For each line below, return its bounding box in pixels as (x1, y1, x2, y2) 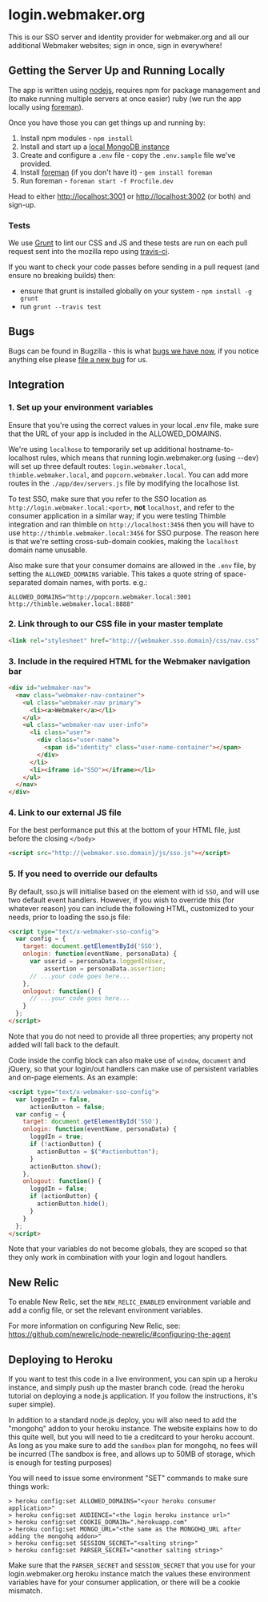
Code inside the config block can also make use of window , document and (8, 1055, 246, 1065)
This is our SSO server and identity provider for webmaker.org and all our (8, 32, 250, 42)
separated (8, 577, 42, 587)
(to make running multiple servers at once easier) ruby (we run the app (8, 94, 242, 103)
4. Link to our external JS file (8, 807, 122, 818)
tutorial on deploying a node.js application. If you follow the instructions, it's (8, 1391, 258, 1401)
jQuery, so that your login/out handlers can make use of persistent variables (8, 1063, 258, 1073)
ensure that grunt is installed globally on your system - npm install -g (19, 286, 252, 296)
